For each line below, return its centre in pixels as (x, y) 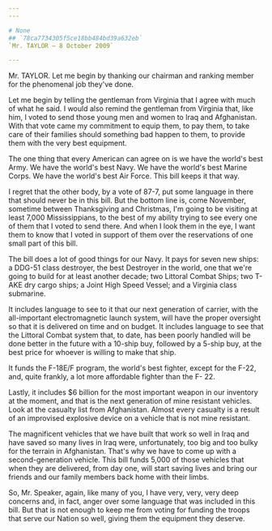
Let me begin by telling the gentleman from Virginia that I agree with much (132, 100)
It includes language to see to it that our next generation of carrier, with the (134, 310)
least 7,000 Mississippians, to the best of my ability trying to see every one (133, 218)
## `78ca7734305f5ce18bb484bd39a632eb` (76, 38)
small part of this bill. (43, 243)
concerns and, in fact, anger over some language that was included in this (132, 501)
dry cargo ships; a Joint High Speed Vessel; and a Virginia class (130, 285)
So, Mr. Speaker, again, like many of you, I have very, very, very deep (123, 493)
